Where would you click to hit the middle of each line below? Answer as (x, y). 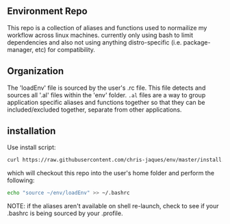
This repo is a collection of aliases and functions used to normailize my (107, 27)
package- (197, 42)
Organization (35, 71)
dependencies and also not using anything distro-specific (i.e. (94, 42)
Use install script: (31, 147)
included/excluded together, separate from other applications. (94, 110)
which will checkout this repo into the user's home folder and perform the (111, 173)
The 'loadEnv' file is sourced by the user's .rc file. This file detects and (106, 88)
